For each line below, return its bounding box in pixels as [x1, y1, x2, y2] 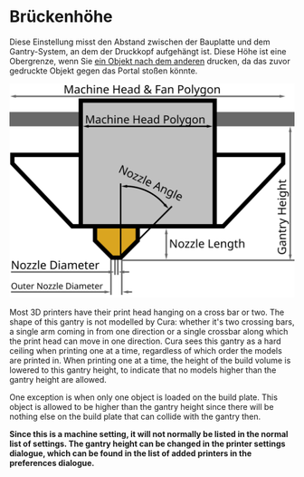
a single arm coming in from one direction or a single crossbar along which [9, 326, 289, 336]
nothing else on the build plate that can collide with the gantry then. [9, 411, 261, 422]
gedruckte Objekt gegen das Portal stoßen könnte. [9, 65, 198, 76]
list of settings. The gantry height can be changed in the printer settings [9, 438, 286, 449]
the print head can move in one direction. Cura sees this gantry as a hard [9, 336, 282, 346]
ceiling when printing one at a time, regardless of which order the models [9, 345, 282, 355]
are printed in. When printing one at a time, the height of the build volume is [9, 355, 291, 365]
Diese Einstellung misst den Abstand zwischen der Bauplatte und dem [9, 36, 271, 47]
